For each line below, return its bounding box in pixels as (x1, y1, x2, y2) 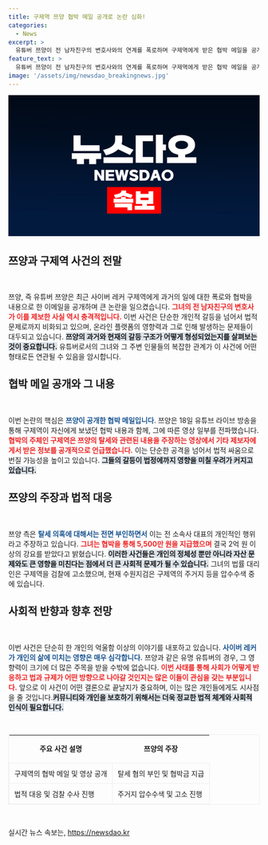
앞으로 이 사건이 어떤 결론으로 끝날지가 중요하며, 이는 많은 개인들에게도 (18, 682, 238, 692)
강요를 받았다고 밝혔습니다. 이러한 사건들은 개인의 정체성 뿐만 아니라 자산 (22, 548, 247, 558)
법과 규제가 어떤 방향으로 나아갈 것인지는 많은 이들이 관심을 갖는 (29, 672, 225, 682)
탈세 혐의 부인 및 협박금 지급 (117, 768, 205, 778)
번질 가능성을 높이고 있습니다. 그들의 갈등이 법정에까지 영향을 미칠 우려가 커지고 (8, 455, 254, 465)
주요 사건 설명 (39, 744, 82, 753)
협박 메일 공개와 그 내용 (8, 377, 116, 391)
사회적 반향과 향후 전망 (8, 604, 113, 618)
